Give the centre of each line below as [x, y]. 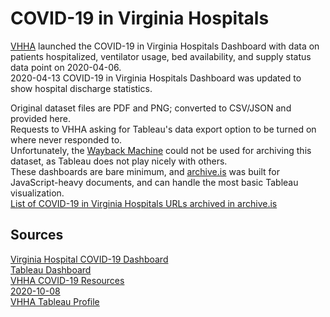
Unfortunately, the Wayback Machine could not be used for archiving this [161, 150]
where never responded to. [66, 139]
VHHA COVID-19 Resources [67, 280]
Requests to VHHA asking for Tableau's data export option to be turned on [163, 129]
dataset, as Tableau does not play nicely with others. [119, 161]
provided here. [40, 118]
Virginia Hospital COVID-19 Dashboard [89, 259]
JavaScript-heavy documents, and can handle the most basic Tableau [154, 182]
